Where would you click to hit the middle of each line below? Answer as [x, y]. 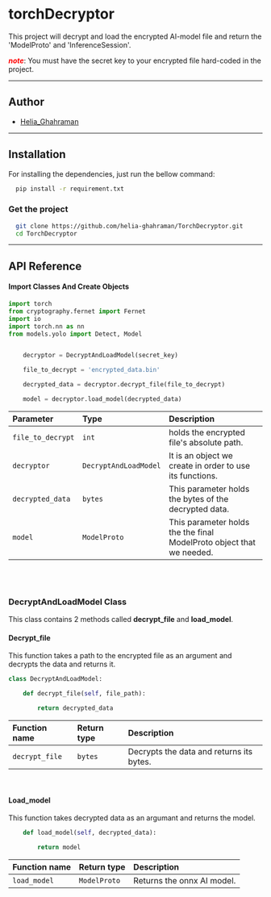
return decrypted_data [75, 708]
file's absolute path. [206, 442]
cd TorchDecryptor [47, 234]
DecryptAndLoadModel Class [68, 602]
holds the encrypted [207, 432]
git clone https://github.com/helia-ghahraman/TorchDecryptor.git [129, 226]
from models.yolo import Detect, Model [75, 334]
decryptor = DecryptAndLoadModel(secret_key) [101, 356]
